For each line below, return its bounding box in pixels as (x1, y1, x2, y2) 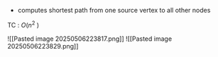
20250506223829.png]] (7, 42, 79, 50)
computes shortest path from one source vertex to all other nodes (17, 6, 211, 14)
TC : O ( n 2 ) (7, 20, 40, 29)
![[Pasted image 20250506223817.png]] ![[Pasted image (7, 34, 173, 43)
